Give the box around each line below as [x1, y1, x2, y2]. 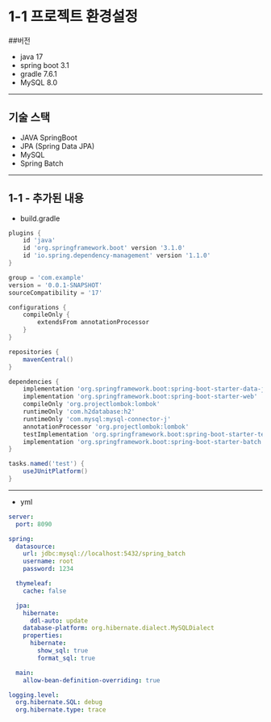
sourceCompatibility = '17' [8, 289, 103, 297]
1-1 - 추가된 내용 [8, 192, 85, 205]
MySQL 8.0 [19, 78, 58, 87]
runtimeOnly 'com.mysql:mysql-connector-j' [23, 415, 172, 423]
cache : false [23, 587, 67, 595]
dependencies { [8, 378, 60, 386]
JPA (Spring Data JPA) [19, 141, 95, 150]
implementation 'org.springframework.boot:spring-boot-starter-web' [23, 393, 258, 401]
